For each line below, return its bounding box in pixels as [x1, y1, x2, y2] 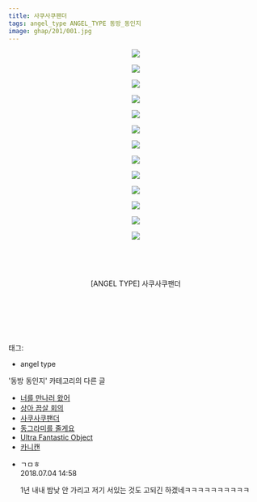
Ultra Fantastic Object [19, 432, 93, 442]
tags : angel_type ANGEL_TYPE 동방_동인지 [8, 19, 141, 28]
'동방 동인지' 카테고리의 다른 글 [8, 376, 106, 385]
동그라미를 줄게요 [19, 423, 75, 433]
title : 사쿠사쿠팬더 [8, 11, 67, 20]
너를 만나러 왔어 [19, 394, 70, 403]
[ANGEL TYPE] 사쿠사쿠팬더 [90, 279, 182, 288]
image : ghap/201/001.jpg [8, 27, 92, 35]
